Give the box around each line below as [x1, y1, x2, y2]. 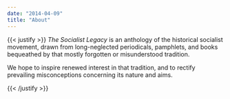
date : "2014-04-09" [7, 10, 63, 17]
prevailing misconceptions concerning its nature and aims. [7, 70, 174, 79]
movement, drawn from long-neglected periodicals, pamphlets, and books [7, 43, 218, 51]
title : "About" [7, 16, 51, 23]
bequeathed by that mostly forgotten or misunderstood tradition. [7, 49, 190, 58]
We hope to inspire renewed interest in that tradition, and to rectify [7, 63, 196, 71]
